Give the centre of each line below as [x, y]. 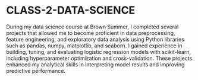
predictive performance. [36, 71]
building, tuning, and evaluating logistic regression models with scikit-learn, [99, 52]
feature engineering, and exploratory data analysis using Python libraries [95, 39]
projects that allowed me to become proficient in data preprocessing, [91, 33]
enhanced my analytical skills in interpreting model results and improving [95, 64]
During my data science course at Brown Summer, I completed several [92, 27]
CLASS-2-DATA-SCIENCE [71, 10]
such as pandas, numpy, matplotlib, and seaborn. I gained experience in [94, 46]
